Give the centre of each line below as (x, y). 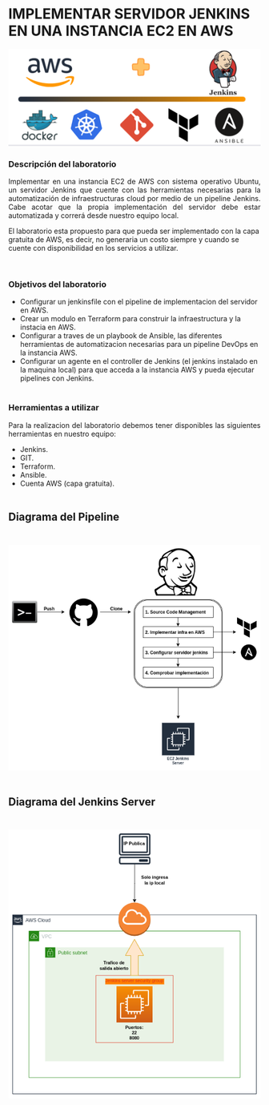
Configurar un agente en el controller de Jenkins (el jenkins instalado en (139, 361)
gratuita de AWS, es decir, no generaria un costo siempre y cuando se (124, 240)
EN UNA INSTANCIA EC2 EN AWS (121, 31)
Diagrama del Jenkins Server (82, 802)
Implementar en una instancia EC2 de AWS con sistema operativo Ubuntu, (134, 182)
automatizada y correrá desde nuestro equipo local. (94, 216)
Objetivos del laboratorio (57, 284)
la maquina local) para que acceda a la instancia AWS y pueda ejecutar (137, 370)
